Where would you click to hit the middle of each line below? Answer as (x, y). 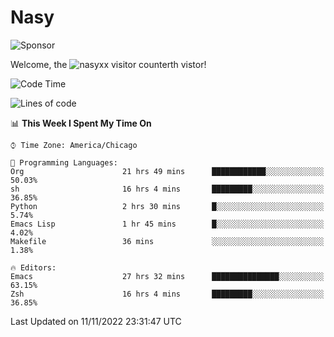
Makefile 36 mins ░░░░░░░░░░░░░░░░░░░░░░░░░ (167, 241)
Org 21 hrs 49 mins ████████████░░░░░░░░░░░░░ (167, 171)
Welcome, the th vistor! (108, 64)
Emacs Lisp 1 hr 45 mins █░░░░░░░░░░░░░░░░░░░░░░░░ (167, 224)
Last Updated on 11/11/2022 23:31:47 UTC (96, 321)
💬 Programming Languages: (64, 162)
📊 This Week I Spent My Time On (81, 123)
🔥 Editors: (33, 267)
